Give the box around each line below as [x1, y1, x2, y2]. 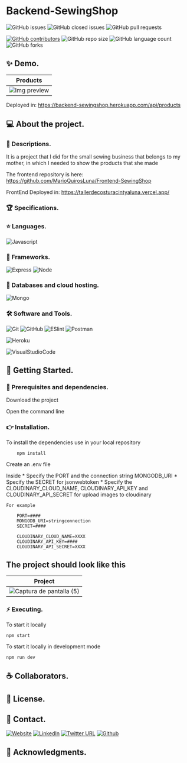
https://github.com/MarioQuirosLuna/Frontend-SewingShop [6, 177, 152, 185]
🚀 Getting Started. [6, 365, 74, 375]
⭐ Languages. [6, 222, 47, 231]
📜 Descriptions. [6, 140, 51, 148]
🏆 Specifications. [6, 204, 59, 212]
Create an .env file [6, 460, 51, 468]
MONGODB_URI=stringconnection [17, 518, 91, 524]
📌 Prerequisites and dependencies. [6, 383, 109, 391]
